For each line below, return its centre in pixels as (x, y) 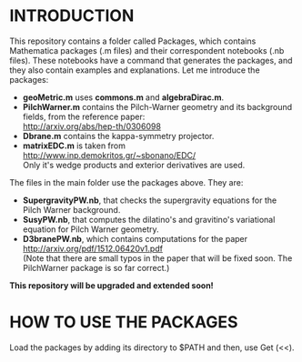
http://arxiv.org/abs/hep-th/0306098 (92, 126)
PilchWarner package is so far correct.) (96, 267)
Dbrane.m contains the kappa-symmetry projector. (118, 136)
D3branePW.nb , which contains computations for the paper (135, 238)
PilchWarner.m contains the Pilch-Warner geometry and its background (157, 106)
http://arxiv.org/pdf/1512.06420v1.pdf (93, 248)
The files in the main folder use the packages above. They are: (126, 182)
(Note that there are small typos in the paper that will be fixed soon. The (157, 258)
